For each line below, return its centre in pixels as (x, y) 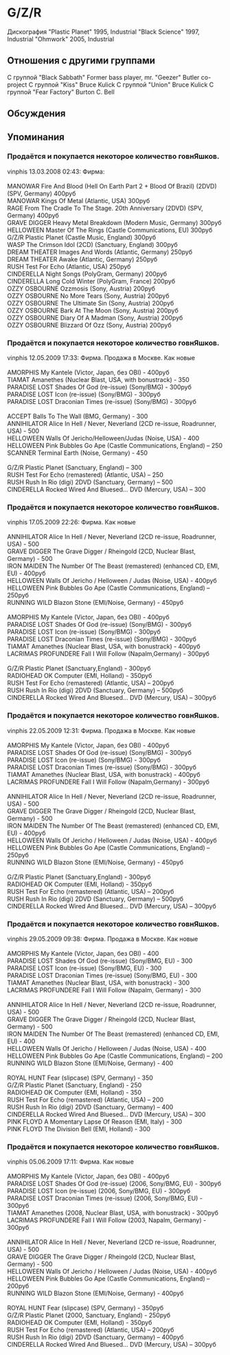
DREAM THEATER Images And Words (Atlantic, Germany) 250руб (100, 252)
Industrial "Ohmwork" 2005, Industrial (61, 39)
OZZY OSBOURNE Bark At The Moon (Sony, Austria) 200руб (93, 310)
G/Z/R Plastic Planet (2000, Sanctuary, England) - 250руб (89, 1315)
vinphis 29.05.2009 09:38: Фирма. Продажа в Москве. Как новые (103, 939)
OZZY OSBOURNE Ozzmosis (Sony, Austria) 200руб (81, 288)
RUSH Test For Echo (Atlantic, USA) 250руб (69, 266)
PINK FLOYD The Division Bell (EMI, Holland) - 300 (79, 1129)
